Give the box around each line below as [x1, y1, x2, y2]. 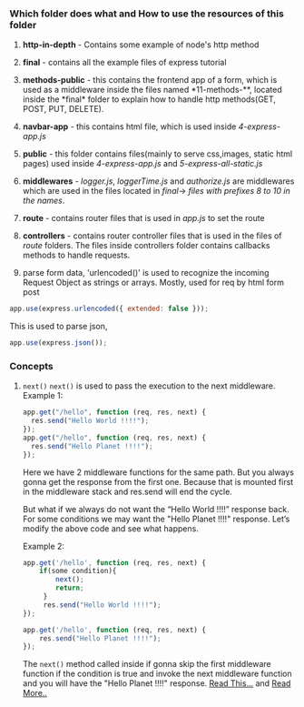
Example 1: [22, 390, 64, 401]
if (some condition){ [39, 567, 117, 576]
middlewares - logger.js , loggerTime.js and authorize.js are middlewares [22, 176, 295, 187]
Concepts [9, 359, 54, 372]
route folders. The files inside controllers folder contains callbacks [22, 240, 270, 251]
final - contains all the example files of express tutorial [22, 57, 227, 68]
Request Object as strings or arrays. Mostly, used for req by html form [22, 277, 284, 288]
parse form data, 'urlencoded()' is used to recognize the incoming [22, 268, 270, 278]
